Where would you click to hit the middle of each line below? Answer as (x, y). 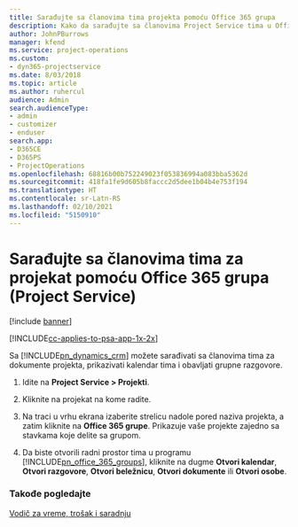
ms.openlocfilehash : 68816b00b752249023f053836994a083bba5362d (129, 174)
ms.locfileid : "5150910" (55, 215)
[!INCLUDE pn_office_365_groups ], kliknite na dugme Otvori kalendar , (149, 461)
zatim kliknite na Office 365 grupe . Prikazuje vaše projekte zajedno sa (150, 425)
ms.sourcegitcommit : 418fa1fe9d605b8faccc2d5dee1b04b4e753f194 (129, 182)
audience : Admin (39, 100)
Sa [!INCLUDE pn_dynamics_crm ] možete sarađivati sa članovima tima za (142, 355)
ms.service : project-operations (69, 50)
